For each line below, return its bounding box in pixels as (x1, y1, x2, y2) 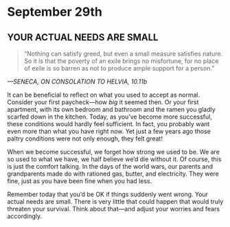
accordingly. (7, 212, 43, 220)
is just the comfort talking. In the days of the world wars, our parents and (7, 163, 214, 170)
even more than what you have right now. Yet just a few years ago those (7, 128, 211, 135)
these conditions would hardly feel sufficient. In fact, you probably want (7, 120, 210, 128)
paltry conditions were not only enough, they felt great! (7, 134, 163, 143)
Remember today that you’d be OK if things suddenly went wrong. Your (7, 190, 208, 198)
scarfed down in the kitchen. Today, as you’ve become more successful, (7, 112, 213, 121)
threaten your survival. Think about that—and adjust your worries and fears (7, 205, 220, 213)
